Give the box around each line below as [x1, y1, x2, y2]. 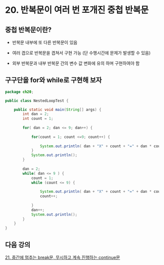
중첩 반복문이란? [5, 26, 52, 34]
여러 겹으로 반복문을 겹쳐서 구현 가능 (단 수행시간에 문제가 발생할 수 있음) [12, 50, 151, 55]
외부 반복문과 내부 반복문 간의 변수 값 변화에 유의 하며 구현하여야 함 [12, 60, 140, 66]
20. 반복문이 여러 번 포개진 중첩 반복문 [5, 4, 149, 16]
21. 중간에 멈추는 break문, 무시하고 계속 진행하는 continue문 [5, 255, 121, 260]
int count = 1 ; [22, 116, 54, 121]
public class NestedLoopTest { [5, 98, 69, 103]
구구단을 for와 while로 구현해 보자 [5, 76, 102, 84]
